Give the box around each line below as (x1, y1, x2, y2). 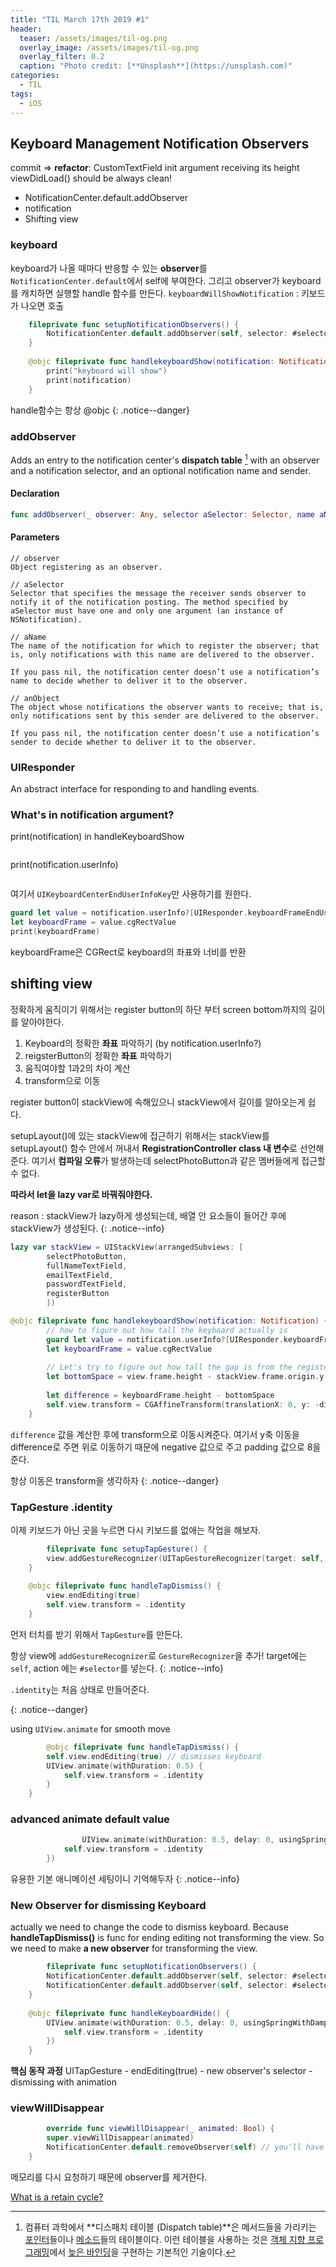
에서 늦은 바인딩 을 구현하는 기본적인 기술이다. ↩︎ (49, 2246, 236, 2258)
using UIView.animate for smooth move (10, 1722, 171, 1735)
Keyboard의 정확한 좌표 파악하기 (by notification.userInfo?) (24, 1037, 262, 1049)
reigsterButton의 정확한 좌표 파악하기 (24, 1049, 173, 1061)
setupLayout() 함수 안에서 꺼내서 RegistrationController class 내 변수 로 (10, 1142, 298, 1154)
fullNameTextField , (46, 1261, 128, 1271)
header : (10, 24, 43, 34)
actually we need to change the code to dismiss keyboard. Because (10, 1921, 289, 1933)
